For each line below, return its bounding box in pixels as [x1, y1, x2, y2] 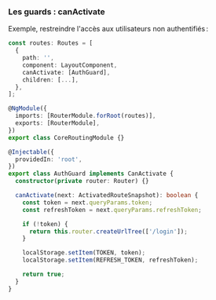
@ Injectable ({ [8, 148, 55, 155]
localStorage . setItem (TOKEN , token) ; [22, 249, 146, 257]
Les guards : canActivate [8, 6, 106, 17]
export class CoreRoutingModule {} [8, 134, 125, 141]
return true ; [22, 270, 65, 279]
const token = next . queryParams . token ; [22, 199, 153, 207]
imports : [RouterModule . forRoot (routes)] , [15, 112, 156, 120]
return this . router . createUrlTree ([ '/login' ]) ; [28, 227, 189, 236]
